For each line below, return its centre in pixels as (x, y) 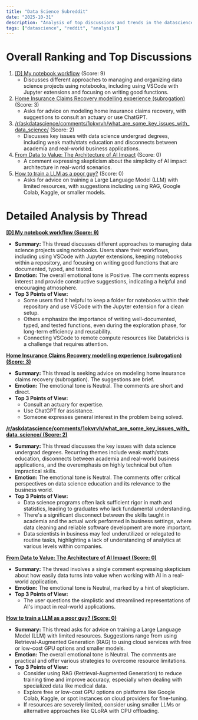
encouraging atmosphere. (46, 288)
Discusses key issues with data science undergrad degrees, (96, 136)
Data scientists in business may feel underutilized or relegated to (102, 534)
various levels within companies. (63, 546)
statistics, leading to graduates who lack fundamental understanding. (107, 509)
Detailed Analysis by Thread (77, 216)
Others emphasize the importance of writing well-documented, (100, 319)
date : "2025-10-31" (30, 17)
